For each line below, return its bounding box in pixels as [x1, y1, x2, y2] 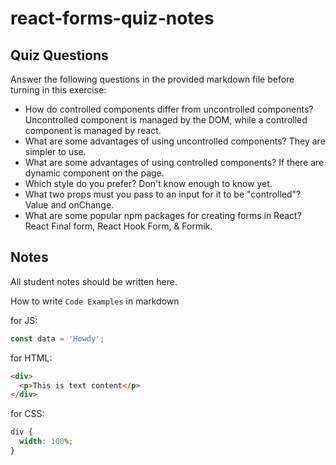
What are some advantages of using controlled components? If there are [24, 157, 325, 168]
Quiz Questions [10, 47, 109, 64]
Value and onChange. [24, 199, 115, 211]
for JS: [10, 314, 38, 326]
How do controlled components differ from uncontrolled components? [24, 103, 314, 115]
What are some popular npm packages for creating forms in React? [24, 210, 302, 221]
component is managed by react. [24, 125, 162, 136]
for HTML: [10, 352, 53, 364]
